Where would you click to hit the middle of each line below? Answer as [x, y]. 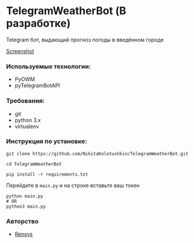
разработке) [38, 23]
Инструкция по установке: [47, 142]
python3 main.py [26, 206]
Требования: [26, 101]
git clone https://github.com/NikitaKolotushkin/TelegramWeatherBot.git [97, 154]
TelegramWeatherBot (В [66, 11]
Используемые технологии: [49, 66]
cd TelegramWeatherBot [34, 164]
